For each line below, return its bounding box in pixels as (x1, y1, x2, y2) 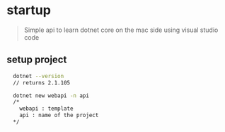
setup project (6, 54, 67, 66)
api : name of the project (19, 112, 99, 119)
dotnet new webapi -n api (13, 92, 90, 99)
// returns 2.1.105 (13, 79, 71, 87)
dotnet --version (13, 72, 64, 79)
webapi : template (19, 105, 74, 112)
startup (6, 2, 51, 18)
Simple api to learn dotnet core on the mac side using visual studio (23, 26, 219, 34)
